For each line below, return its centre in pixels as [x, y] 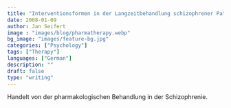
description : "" [30, 65]
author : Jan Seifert [37, 26]
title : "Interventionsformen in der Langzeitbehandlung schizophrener [110, 13]
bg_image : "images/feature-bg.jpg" [58, 39]
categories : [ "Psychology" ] [47, 45]
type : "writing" [30, 77]
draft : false [26, 71]
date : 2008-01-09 [32, 20]
